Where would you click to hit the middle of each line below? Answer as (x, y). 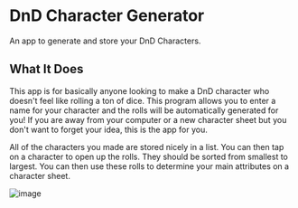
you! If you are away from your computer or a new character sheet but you (148, 119)
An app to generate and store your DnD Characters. (105, 41)
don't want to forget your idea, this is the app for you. (108, 129)
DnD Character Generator (107, 16)
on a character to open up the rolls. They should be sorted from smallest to (149, 156)
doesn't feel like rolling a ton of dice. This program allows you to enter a (143, 100)
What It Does (47, 69)
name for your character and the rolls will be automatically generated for (144, 110)
